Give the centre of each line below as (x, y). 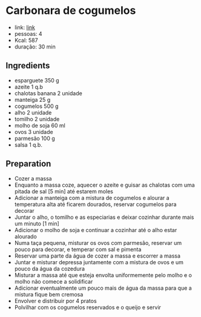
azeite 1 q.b (29, 87)
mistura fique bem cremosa (49, 294)
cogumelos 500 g (36, 106)
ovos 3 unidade (34, 132)
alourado (25, 236)
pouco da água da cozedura (50, 269)
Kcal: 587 (26, 40)
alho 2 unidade (33, 112)
